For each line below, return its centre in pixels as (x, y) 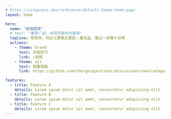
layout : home (19, 15)
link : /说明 (31, 57)
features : (16, 80)
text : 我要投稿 (33, 67)
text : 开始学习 (33, 52)
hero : (11, 24)
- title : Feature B (31, 95)
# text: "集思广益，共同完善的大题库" (46, 34)
